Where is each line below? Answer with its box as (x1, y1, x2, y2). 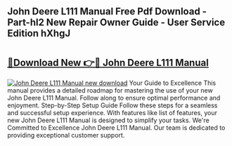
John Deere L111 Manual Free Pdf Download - (7, 6, 207, 18)
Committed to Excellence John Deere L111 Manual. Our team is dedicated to (7, 124, 226, 132)
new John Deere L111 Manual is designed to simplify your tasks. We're (7, 116, 210, 124)
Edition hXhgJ (7, 27, 71, 39)
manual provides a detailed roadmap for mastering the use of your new (7, 86, 213, 94)
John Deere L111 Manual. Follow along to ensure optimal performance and (7, 94, 221, 102)
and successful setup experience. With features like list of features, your (7, 109, 218, 117)
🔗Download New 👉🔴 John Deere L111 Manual (7, 56, 209, 69)
